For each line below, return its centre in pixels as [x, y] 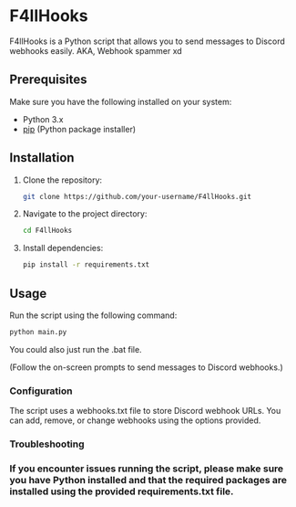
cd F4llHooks [47, 231]
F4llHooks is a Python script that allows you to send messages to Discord [147, 41]
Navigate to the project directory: [85, 214]
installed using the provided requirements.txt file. [122, 491]
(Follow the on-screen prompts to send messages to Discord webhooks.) [147, 367]
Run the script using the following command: [93, 315]
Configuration [41, 391]
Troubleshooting [47, 444]
